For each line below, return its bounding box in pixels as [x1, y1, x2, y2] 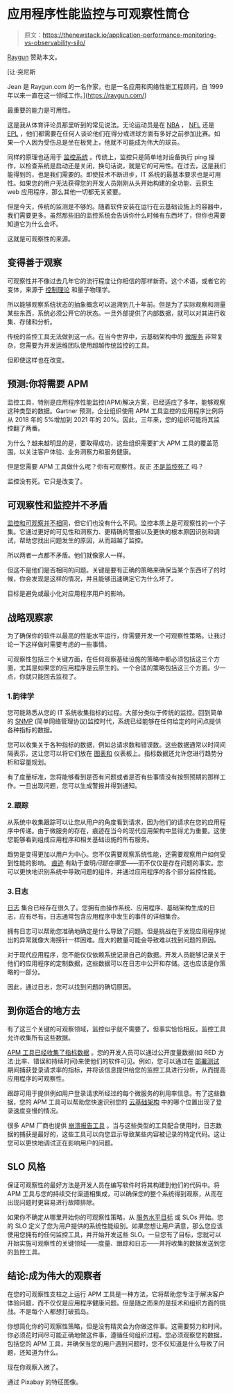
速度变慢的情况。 [12, 1106, 62, 1115]
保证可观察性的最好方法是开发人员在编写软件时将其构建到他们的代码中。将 [7, 1180, 220, 1189]
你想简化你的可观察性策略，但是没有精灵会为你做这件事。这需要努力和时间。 [7, 1322, 226, 1330]
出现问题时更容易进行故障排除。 [7, 1198, 98, 1207]
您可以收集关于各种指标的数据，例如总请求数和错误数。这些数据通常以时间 [7, 741, 220, 749]
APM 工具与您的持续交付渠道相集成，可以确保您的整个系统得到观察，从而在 [7, 1189, 223, 1198]
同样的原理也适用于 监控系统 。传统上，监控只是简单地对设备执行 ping [7, 152, 207, 161]
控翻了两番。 [7, 424, 44, 432]
